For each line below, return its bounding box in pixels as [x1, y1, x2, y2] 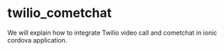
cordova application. [7, 35, 68, 44]
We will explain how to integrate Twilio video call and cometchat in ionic [7, 28, 218, 37]
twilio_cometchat [7, 5, 112, 21]
